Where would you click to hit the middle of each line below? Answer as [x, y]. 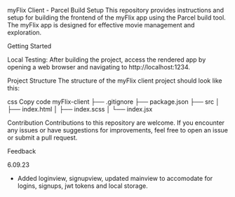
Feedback [22, 151]
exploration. [25, 32]
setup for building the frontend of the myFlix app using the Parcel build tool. [116, 18]
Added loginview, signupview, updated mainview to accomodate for [115, 178]
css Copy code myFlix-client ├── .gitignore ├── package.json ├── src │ [113, 102]
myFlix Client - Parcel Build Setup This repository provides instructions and [116, 10]
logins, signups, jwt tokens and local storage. [83, 186]
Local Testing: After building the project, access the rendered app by [107, 60]
